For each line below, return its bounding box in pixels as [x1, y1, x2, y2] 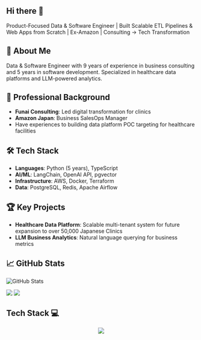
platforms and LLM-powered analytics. [6, 75, 102, 82]
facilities [14, 127, 36, 134]
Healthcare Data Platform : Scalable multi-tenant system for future [14, 221, 180, 228]
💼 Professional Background [6, 92, 110, 102]
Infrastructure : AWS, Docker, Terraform [14, 177, 114, 184]
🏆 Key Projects [6, 202, 66, 212]
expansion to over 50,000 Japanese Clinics [14, 227, 123, 235]
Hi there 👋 [6, 6, 44, 16]
